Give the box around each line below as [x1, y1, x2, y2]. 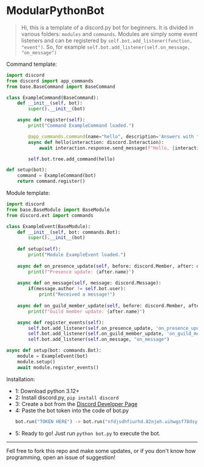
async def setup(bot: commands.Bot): [6, 348, 102, 354]
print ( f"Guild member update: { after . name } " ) [28, 308, 146, 315]
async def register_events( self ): [17, 319, 104, 326]
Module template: [6, 190, 50, 197]
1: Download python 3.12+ [15, 387, 80, 394]
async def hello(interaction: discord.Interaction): [28, 139, 165, 145]
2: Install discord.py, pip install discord [15, 394, 119, 401]
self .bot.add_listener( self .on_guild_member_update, [28, 330, 165, 337]
